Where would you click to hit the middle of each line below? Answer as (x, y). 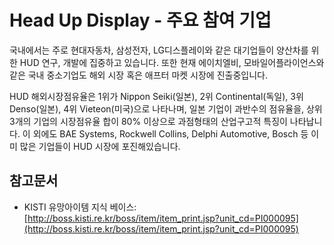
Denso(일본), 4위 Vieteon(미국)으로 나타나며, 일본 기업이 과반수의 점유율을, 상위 (166, 108)
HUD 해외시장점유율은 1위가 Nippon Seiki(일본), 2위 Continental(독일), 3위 (156, 96)
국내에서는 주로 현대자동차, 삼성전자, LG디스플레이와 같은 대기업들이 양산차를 (159, 50)
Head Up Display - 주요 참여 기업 (140, 20)
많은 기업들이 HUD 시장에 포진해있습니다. (100, 146)
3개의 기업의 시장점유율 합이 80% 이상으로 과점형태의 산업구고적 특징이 (148, 121)
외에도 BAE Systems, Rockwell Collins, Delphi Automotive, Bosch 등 (170, 133)
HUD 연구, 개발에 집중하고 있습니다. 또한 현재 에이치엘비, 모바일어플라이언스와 (172, 62)
